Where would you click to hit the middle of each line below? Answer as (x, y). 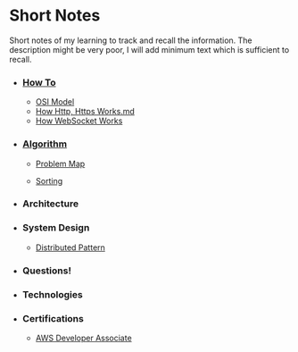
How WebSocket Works (79, 121)
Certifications (53, 318)
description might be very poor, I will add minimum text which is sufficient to (149, 49)
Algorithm (45, 144)
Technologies (52, 294)
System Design (56, 228)
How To (39, 82)
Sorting (49, 180)
